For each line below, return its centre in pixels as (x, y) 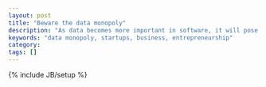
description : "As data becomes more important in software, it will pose (133, 30)
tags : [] (23, 52)
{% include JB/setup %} (48, 75)
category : (25, 45)
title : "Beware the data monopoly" (67, 23)
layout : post (30, 15)
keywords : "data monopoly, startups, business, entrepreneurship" (121, 38)
